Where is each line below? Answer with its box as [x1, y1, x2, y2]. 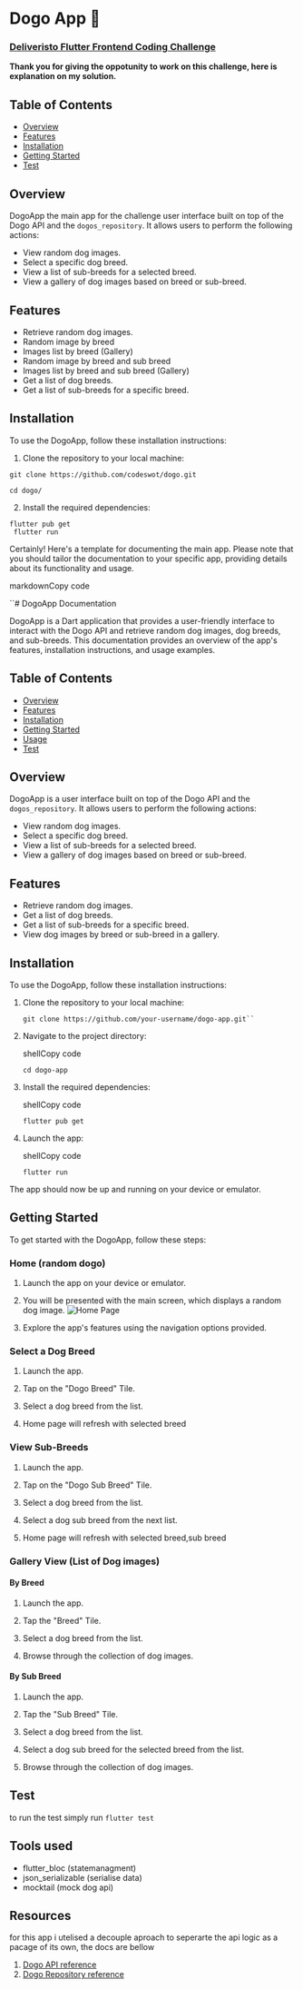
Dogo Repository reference [22, 1969, 124, 1980]
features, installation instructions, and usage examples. [9, 644, 216, 655]
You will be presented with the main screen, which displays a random [22, 1295, 282, 1306]
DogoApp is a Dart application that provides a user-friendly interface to [9, 615, 275, 626]
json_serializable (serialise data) [22, 1872, 142, 1883]
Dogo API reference [22, 1959, 97, 1970]
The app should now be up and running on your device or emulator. [9, 1183, 261, 1194]
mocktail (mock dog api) [22, 1882, 114, 1893]
